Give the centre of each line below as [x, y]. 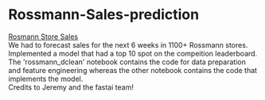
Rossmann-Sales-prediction [104, 15]
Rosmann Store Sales [43, 37]
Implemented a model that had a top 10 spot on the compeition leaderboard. [133, 53]
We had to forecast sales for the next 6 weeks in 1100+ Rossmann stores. [128, 44]
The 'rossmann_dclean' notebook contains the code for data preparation [127, 62]
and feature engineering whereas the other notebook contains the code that [132, 70]
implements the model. [46, 79]
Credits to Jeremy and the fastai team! [71, 87]
